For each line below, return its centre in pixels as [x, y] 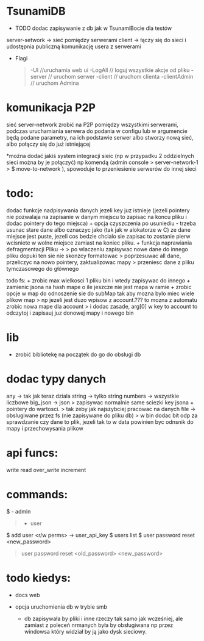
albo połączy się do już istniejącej [48, 144]
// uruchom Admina [55, 83]
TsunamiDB [36, 11]
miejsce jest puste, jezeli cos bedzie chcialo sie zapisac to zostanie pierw [98, 236]
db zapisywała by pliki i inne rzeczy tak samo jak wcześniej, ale [104, 618]
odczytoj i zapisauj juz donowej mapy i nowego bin [70, 313]
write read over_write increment [46, 470]
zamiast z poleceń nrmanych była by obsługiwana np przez [99, 625]
